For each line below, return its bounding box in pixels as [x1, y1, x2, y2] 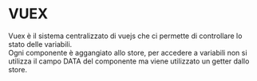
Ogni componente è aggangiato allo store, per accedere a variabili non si [8, 48, 247, 57]
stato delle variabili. [8, 39, 73, 48]
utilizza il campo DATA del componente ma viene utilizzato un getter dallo [8, 56, 250, 66]
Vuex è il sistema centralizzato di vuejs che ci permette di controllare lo [8, 31, 243, 40]
